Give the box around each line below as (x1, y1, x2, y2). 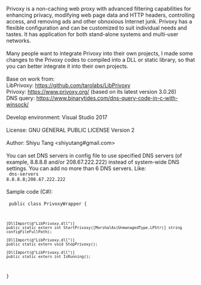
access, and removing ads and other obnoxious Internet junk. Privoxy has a (6, 18, 193, 25)
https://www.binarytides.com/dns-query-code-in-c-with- (35, 94, 178, 102)
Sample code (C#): (6, 188, 53, 195)
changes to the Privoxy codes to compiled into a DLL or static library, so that (6, 57, 195, 63)
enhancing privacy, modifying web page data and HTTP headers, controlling (6, 11, 195, 19)
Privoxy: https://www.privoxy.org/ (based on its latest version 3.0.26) (6, 88, 177, 95)
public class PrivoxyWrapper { (8, 201, 87, 207)
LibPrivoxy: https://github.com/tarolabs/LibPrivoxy (6, 82, 131, 89)
